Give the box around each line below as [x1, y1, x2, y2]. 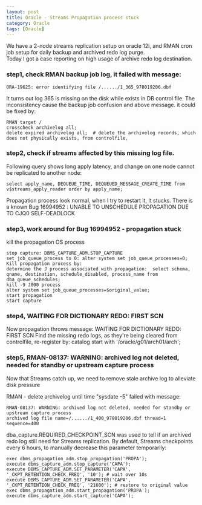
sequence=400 [6, 420, 39, 426]
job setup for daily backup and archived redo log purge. [6, 49, 145, 56]
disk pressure [6, 381, 41, 388]
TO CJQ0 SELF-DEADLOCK [6, 209, 76, 217]
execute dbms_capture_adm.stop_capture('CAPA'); [6, 461, 131, 467]
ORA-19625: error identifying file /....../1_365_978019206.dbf [6, 84, 172, 90]
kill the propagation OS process [6, 238, 85, 246]
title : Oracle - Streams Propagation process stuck [6, 15, 139, 21]
